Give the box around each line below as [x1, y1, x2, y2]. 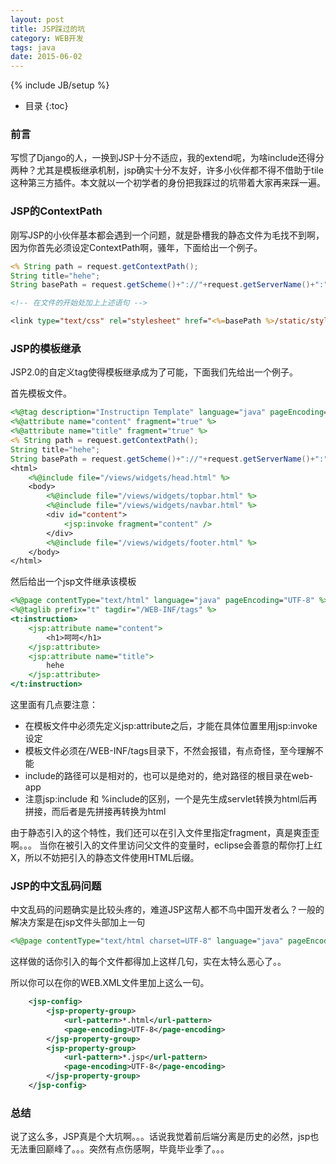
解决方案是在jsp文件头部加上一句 [10, 916, 146, 928]
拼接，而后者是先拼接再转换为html [24, 806, 167, 818]
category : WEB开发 [10, 33, 84, 43]
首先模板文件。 [10, 387, 72, 400]
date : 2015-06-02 [10, 52, 83, 62]
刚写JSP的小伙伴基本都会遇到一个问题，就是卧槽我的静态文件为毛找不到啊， [10, 229, 325, 241]
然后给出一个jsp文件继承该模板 [10, 576, 137, 588]
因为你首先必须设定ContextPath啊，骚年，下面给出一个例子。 [10, 241, 263, 253]
